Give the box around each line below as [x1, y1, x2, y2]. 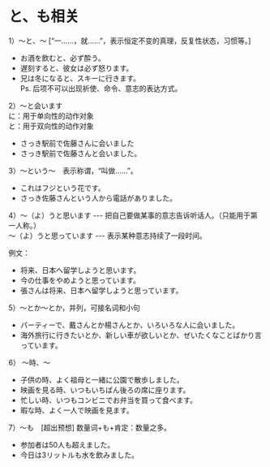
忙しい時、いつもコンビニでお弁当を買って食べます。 [19, 395, 197, 404]
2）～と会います [8, 101, 63, 110]
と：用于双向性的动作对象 [8, 121, 94, 131]
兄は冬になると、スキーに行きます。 [19, 73, 140, 83]
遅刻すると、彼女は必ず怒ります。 [19, 63, 134, 73]
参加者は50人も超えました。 [19, 439, 115, 449]
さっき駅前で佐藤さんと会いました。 [19, 148, 142, 158]
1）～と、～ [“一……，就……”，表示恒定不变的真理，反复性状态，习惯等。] [8, 36, 251, 45]
